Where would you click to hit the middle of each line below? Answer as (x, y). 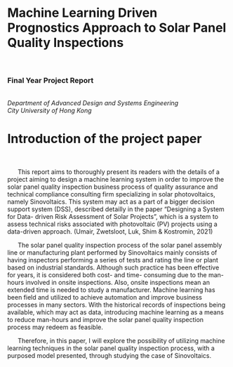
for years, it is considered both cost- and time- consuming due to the (107, 275)
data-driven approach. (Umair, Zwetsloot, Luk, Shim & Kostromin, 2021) (110, 232)
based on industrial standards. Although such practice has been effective (113, 267)
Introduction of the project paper (105, 139)
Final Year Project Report (51, 80)
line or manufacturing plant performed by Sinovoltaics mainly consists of (112, 253)
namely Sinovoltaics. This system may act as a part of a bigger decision (111, 202)
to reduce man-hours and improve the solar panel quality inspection (106, 320)
